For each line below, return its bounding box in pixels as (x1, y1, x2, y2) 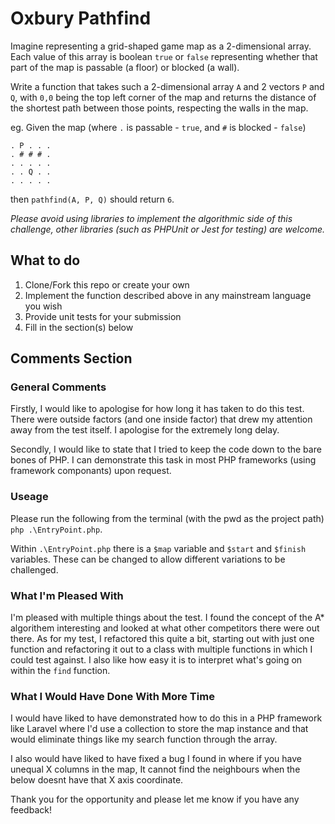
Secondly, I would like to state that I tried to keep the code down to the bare (10, 443, 322, 456)
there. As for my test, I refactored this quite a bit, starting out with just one (10, 633, 315, 645)
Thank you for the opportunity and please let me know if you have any (10, 793, 300, 806)
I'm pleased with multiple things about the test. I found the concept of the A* (10, 612, 325, 624)
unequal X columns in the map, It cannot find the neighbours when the (10, 763, 301, 776)
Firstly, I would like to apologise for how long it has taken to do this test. (10, 403, 305, 415)
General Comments (10, 380, 107, 394)
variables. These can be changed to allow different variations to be (10, 553, 286, 565)
